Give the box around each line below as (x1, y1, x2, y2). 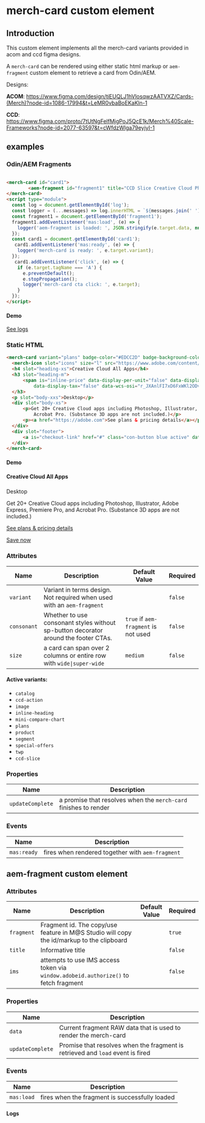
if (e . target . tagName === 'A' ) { (17, 264, 103, 271)
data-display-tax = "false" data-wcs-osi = (33, 383, 138, 389)
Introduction (6, 28, 55, 39)
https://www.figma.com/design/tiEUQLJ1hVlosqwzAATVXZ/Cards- (26, 93, 194, 100)
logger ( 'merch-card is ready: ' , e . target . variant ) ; (17, 248, 154, 254)
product (15, 729, 35, 735)
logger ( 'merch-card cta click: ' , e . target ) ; (22, 282, 140, 288)
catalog (15, 690, 35, 697)
